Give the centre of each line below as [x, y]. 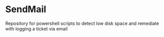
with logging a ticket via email [37, 28]
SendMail [26, 9]
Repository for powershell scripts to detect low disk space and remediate [82, 23]
